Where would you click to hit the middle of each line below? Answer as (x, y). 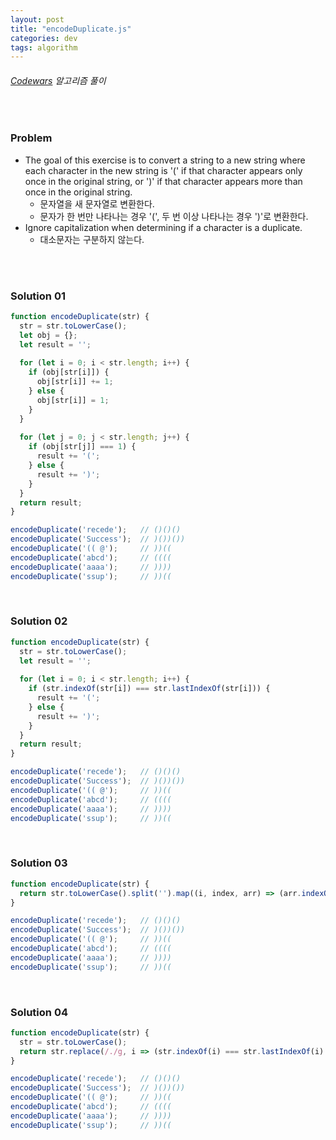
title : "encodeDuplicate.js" (71, 29)
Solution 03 (39, 863)
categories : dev (44, 38)
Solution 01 (38, 296)
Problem (31, 138)
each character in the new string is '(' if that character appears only (163, 170)
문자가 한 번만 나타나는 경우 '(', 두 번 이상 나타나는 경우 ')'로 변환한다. (174, 216)
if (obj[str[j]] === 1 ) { (82, 447)
